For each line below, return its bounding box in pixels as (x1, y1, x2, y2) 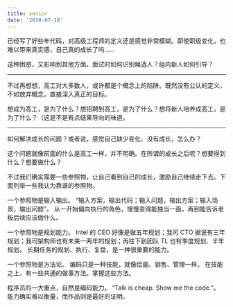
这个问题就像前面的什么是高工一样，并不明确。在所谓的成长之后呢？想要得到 (7, 149, 226, 157)
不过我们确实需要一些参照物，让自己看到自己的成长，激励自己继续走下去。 (7, 173, 220, 181)
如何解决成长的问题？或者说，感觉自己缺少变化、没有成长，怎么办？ (7, 134, 202, 143)
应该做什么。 (25, 213, 62, 222)
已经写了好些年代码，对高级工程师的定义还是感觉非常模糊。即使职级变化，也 (7, 36, 226, 45)
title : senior (7, 10, 49, 17)
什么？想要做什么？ (7, 157, 62, 166)
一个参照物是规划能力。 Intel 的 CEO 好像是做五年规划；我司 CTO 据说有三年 (7, 228, 225, 236)
